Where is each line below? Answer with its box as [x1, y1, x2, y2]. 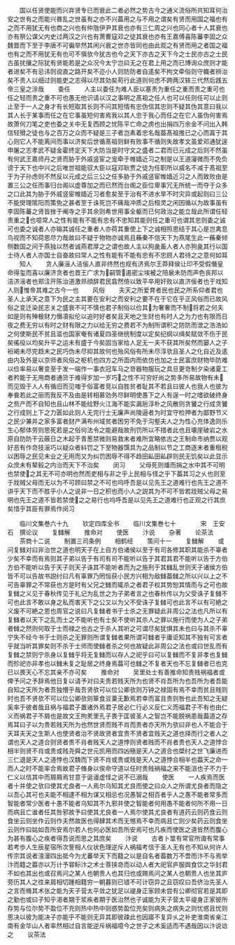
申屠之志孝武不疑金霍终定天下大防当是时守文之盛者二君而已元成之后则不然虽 [7, 146, 228, 154]
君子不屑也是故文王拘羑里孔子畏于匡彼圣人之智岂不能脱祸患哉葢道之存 [25, 712, 228, 720]
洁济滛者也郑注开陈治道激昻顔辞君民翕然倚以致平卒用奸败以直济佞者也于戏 [7, 277, 222, 285]
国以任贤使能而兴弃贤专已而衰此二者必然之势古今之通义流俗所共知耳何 [19, 6, 222, 14]
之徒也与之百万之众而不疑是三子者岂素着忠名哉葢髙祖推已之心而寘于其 [25, 129, 228, 136]
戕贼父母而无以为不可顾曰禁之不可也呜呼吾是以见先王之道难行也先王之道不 [13, 478, 228, 486]
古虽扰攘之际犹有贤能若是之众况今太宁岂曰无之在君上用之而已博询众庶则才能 [7, 59, 228, 66]
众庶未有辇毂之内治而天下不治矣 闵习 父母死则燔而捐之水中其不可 [7, 461, 219, 469]
